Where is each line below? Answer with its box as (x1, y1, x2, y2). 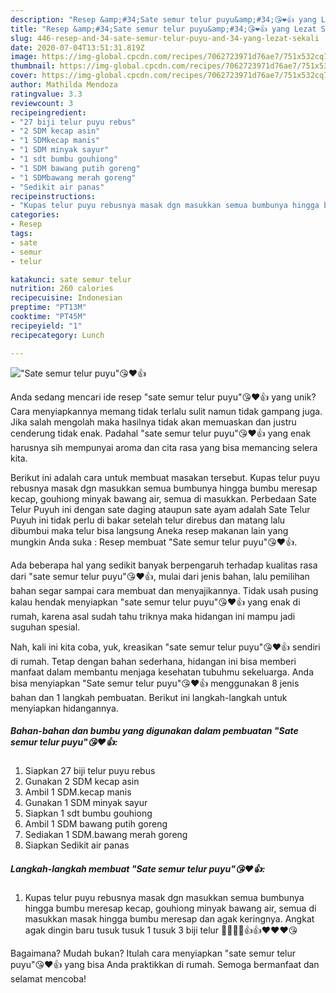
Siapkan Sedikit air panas (24, 839, 130, 851)
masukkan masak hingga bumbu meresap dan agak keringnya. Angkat (24, 913, 315, 925)
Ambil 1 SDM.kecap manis (24, 786, 132, 798)
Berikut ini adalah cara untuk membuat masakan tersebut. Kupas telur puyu (10, 471, 320, 483)
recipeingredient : (10, 107, 87, 118)
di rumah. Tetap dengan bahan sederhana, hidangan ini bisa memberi (10, 655, 297, 667)
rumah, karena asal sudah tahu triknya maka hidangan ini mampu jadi (10, 610, 296, 622)
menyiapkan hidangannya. (10, 702, 119, 714)
